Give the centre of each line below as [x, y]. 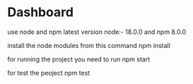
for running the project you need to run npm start [79, 59]
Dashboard [41, 12]
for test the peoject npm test [49, 73]
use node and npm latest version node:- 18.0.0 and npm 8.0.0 [97, 32]
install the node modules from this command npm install [89, 45]
